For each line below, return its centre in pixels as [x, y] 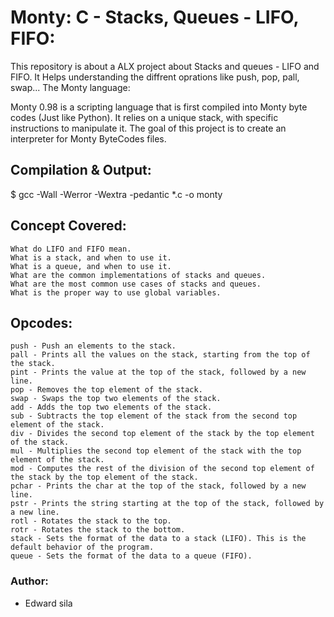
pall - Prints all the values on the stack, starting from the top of [160, 355]
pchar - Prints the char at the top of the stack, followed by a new [158, 486]
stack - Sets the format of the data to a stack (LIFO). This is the [158, 539]
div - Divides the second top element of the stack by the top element [162, 434]
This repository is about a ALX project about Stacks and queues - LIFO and [165, 66]
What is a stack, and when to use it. [91, 257]
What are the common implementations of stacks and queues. [138, 275]
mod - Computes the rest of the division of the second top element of [162, 469]
